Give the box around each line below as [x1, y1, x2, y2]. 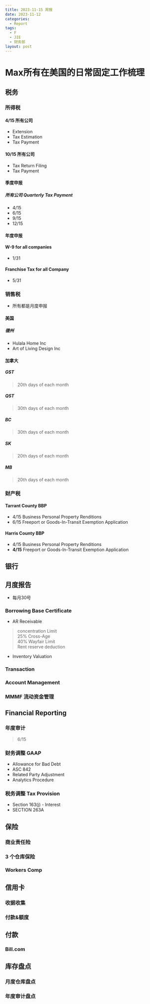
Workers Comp [5, 867, 43, 874]
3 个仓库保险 [5, 853, 36, 860]
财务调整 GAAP [5, 750, 42, 756]
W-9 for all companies [5, 244, 52, 250]
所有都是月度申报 [12, 303, 48, 309]
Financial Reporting [5, 709, 67, 717]
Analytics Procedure [12, 777, 54, 783]
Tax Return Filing [12, 162, 47, 168]
